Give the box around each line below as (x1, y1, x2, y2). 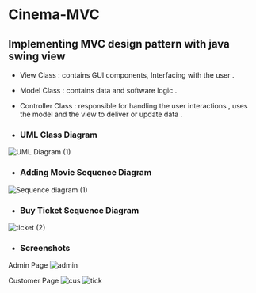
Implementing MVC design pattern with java (8, 37, 230, 51)
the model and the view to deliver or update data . (19, 109, 183, 119)
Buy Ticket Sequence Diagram (19, 204, 139, 215)
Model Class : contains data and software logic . (19, 86, 178, 95)
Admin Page (8, 261, 48, 270)
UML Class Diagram (19, 129, 97, 140)
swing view (8, 49, 66, 63)
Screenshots (19, 242, 71, 253)
